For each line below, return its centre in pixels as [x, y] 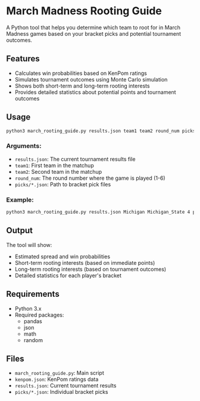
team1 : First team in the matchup [54, 165]
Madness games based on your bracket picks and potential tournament [94, 33]
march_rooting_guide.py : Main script [59, 373]
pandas [33, 321]
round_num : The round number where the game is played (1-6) [90, 178]
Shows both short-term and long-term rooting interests [82, 86]
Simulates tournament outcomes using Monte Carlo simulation [91, 79]
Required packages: [39, 315]
